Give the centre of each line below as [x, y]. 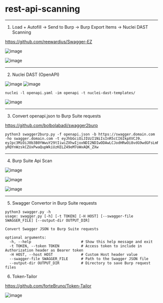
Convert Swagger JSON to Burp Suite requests [52, 229]
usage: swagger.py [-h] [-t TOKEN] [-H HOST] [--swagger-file [69, 216]
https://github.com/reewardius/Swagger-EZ [49, 41]
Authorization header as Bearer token [44, 250]
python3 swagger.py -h [28, 212]
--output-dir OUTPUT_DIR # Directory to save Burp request [80, 263]
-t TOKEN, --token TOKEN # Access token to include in [76, 246]
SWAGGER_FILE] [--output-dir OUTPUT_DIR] [48, 220]
